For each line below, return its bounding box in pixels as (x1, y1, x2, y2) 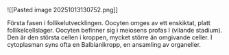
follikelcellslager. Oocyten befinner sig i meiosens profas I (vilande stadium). (7, 26, 223, 34)
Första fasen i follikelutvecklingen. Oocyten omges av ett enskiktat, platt (7, 19, 210, 26)
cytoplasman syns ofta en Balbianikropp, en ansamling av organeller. (7, 41, 201, 48)
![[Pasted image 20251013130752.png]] (7, 6, 119, 14)
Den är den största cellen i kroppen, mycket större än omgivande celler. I (7, 33, 213, 41)
